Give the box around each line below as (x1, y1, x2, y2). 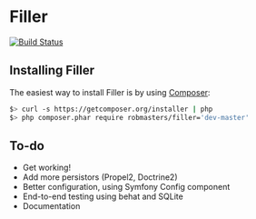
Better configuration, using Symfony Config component (22, 182, 231, 193)
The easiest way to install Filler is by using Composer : (9, 86, 211, 97)
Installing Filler (9, 63, 95, 78)
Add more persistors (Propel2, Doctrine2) (22, 172, 179, 183)
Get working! (22, 162, 71, 174)
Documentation (22, 201, 81, 212)
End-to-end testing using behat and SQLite (22, 191, 183, 202)
